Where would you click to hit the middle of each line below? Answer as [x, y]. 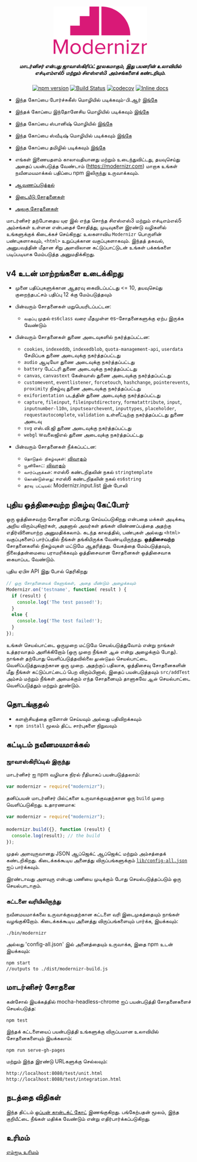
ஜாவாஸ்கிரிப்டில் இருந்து [38, 762]
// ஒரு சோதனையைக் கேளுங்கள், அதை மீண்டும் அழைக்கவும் [71, 583]
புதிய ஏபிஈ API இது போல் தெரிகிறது [47, 571]
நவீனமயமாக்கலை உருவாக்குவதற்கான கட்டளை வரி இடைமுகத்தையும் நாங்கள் [93, 914]
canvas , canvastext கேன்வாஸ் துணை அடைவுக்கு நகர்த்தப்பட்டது [97, 375]
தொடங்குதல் [27, 705]
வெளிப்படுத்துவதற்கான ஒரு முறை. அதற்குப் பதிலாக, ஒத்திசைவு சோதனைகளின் [96, 665]
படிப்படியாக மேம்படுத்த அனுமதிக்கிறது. [51, 254]
